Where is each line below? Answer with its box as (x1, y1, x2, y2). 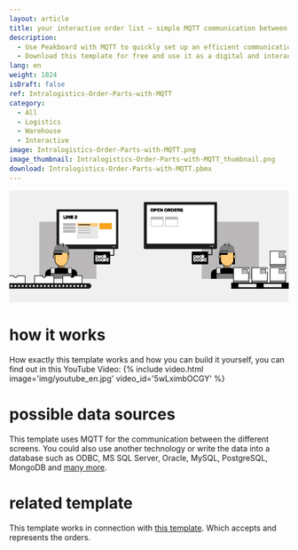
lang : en (9, 61, 42, 70)
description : (9, 33, 58, 42)
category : (9, 99, 46, 108)
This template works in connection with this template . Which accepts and (9, 522, 277, 533)
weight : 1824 (9, 71, 58, 80)
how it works (9, 325, 106, 346)
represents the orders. (9, 532, 91, 543)
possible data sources (9, 404, 176, 425)
